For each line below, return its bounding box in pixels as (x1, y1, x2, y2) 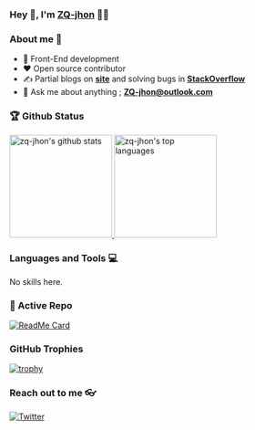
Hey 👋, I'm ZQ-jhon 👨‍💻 (9, 8, 109, 21)
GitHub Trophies (9, 342, 84, 355)
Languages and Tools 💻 (9, 252, 118, 265)
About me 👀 (9, 32, 62, 45)
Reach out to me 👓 (9, 387, 97, 400)
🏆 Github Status (9, 110, 85, 122)
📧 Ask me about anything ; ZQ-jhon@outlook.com (22, 87, 213, 98)
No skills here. (9, 276, 64, 287)
